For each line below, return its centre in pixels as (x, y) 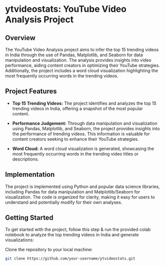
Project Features (31, 92)
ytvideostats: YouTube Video (66, 9)
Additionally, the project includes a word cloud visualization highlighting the (82, 71)
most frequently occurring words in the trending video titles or (75, 153)
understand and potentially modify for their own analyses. (64, 202)
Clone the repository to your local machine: (49, 250)
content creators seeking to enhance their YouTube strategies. (76, 139)
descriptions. (26, 159)
